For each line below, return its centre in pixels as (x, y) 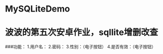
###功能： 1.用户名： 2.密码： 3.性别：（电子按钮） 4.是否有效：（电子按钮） (81, 47)
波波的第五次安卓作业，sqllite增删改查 (81, 33)
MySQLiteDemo (38, 9)
